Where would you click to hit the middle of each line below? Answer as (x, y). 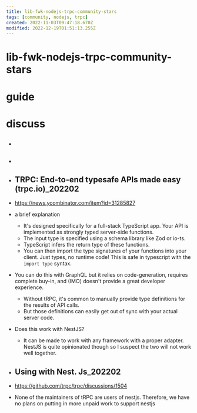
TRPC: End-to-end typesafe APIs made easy (98, 180)
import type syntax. (47, 264)
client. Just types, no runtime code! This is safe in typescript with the (107, 257)
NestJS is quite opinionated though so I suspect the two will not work (107, 347)
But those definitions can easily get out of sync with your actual (101, 312)
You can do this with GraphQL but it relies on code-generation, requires (101, 275)
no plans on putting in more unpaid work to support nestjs (85, 404)
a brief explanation (37, 214)
